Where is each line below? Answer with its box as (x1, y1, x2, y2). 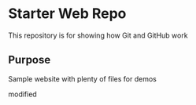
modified (8, 89, 37, 99)
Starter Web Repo (8, 5, 127, 23)
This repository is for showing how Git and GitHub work (8, 31, 188, 40)
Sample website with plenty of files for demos (8, 74, 157, 83)
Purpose (8, 53, 51, 67)
